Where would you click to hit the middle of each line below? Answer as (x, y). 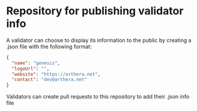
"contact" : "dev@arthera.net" (49, 80)
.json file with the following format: (49, 47)
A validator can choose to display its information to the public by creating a (99, 40)
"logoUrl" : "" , (31, 69)
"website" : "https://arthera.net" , (56, 74)
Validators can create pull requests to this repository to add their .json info (98, 97)
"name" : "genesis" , (36, 63)
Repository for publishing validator (95, 11)
